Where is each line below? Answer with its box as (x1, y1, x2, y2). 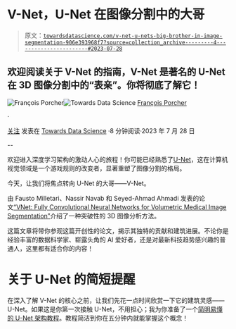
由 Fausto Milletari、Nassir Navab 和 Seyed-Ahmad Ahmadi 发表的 (7, 194, 199, 202)
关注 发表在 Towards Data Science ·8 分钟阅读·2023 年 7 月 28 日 (7, 126, 195, 135)
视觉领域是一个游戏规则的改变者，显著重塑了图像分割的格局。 (7, 163, 186, 173)
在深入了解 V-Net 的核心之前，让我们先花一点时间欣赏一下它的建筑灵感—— (7, 296, 225, 304)
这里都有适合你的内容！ (25, 244, 93, 252)
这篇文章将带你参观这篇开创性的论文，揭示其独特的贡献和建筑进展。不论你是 (7, 226, 229, 235)
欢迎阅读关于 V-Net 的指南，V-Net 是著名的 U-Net (7, 66, 226, 78)
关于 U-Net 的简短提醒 (7, 271, 136, 287)
